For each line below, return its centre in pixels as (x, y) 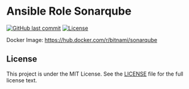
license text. (22, 80)
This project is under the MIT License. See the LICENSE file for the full (95, 74)
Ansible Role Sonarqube (69, 11)
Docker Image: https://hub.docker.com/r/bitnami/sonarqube (82, 40)
